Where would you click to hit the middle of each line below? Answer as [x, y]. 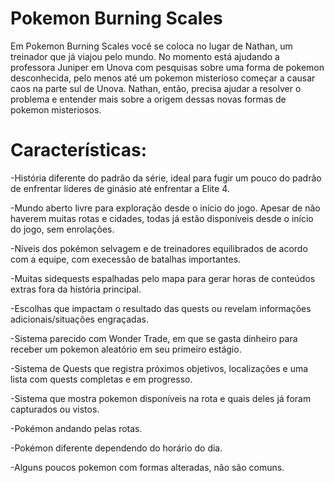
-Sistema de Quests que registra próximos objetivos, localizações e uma [159, 368]
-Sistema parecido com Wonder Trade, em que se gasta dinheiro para [154, 338]
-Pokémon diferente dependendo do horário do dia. [116, 448]
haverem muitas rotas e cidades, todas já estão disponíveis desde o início [162, 218]
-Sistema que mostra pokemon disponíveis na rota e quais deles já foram [161, 398]
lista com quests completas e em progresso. [101, 379]
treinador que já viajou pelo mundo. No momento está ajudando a [145, 56]
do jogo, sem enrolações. [62, 229]
